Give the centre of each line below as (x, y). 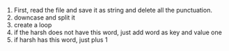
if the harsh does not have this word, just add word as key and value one (118, 32)
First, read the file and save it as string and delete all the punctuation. (113, 10)
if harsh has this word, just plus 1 (61, 40)
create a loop (33, 25)
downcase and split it (44, 17)
